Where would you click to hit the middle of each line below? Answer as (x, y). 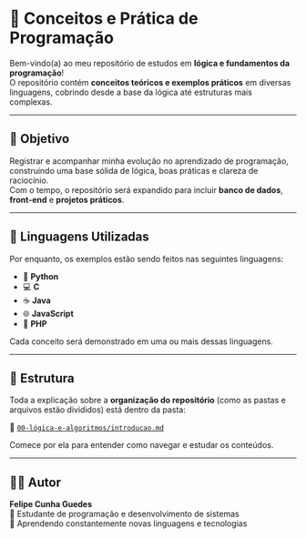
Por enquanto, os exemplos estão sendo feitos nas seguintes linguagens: (147, 259)
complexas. (31, 102)
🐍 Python (41, 276)
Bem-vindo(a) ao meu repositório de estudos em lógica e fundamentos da (149, 63)
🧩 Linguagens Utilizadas (80, 237)
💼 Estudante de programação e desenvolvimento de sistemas (124, 514)
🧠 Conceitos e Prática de (104, 19)
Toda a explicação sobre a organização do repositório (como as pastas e (148, 401)
